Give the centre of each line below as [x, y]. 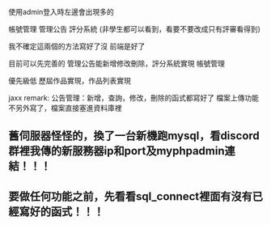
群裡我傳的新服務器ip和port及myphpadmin [116, 151]
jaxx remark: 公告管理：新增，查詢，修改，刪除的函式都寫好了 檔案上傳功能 [133, 98]
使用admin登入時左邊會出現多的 [61, 12]
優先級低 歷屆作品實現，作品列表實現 [70, 81]
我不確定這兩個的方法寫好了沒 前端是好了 [77, 46]
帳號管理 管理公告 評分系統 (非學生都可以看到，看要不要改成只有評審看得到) [135, 29]
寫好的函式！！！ [61, 212]
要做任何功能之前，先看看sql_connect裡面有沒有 [131, 196]
